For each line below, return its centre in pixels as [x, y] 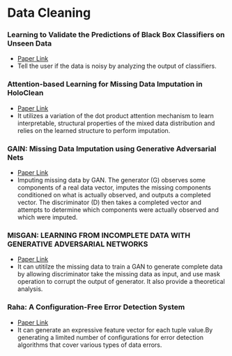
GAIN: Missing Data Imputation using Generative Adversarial [112, 148]
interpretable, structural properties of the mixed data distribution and [116, 123]
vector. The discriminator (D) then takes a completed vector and [109, 202]
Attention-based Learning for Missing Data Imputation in [105, 84]
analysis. [30, 289]
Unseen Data [30, 43]
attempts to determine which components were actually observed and [118, 210]
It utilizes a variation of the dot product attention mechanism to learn [116, 115]
